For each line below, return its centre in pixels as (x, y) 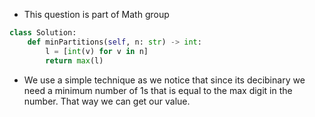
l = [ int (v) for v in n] (97, 51)
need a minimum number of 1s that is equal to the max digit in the (158, 90)
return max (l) (74, 60)
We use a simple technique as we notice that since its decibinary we (164, 80)
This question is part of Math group (96, 14)
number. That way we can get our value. (107, 101)
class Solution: (43, 33)
